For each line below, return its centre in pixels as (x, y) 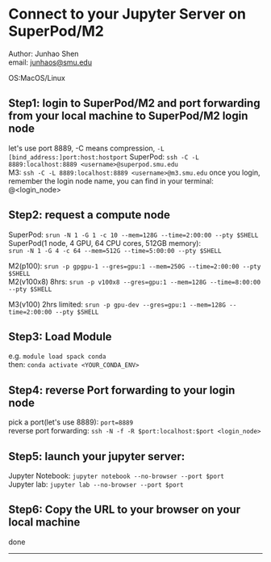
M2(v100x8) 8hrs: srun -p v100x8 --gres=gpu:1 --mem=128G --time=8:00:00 (134, 281)
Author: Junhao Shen (44, 53)
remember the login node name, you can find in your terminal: (111, 181)
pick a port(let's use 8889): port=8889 (71, 422)
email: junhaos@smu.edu (50, 62)
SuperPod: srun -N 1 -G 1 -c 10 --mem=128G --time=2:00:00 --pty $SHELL (133, 235)
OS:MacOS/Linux (37, 78)
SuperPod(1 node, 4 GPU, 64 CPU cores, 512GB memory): (105, 243)
